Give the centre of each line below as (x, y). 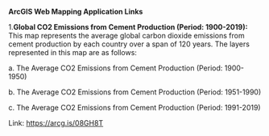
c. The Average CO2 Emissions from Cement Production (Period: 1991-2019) (134, 108)
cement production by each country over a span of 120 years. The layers (129, 44)
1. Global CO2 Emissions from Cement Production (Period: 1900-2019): (128, 27)
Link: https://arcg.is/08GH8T (56, 123)
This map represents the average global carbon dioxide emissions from (126, 36)
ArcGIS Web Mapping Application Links (76, 12)
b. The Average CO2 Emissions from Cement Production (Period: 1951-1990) (135, 92)
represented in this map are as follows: (72, 52)
